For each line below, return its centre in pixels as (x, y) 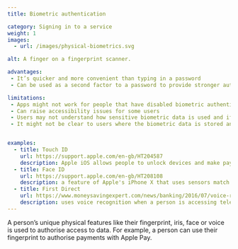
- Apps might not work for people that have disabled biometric (107, 104)
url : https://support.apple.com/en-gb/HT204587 (91, 156)
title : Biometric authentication (57, 14)
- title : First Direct (47, 189)
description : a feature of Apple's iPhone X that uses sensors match (125, 183)
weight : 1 (22, 33)
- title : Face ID (39, 169)
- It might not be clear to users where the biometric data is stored (117, 124)
